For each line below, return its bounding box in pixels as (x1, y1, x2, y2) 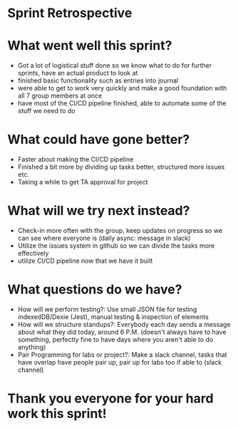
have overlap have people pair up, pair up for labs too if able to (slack (17, 357, 222, 366)
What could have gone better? (7, 132, 190, 147)
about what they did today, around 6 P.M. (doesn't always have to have (17, 328, 227, 336)
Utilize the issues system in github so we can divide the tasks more (17, 241, 215, 250)
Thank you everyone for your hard (7, 390, 214, 407)
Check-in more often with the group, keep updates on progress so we (17, 226, 223, 234)
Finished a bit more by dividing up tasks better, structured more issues (17, 162, 225, 172)
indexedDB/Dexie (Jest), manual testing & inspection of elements (17, 312, 209, 321)
